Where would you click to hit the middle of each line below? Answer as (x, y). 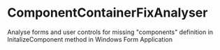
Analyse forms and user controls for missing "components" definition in (110, 32)
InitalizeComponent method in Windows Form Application (90, 39)
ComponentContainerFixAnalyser (108, 13)
